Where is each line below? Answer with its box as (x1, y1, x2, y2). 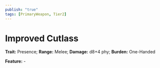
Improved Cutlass (5, 33, 79, 44)
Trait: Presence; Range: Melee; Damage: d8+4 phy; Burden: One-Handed (5, 49, 156, 55)
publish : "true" (5, 7, 38, 12)
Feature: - (5, 58, 26, 64)
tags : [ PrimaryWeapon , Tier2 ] (5, 12, 67, 17)
